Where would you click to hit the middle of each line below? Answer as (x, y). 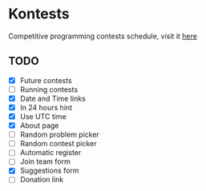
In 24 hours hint (46, 107)
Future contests (46, 80)
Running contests (49, 90)
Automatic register (50, 153)
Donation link (42, 180)
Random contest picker (58, 144)
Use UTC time (43, 116)
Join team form (45, 161)
